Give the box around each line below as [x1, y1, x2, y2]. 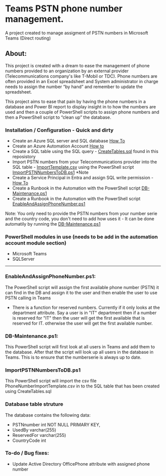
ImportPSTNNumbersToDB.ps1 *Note [12, 169, 89, 176]
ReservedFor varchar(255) [12, 432, 66, 438]
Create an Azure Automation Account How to [12, 143, 105, 149]
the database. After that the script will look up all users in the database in [5, 349, 154, 355]
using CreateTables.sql [5, 388, 52, 394]
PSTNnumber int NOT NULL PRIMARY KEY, [12, 422, 100, 428]
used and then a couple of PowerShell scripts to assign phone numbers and [5, 109, 160, 115]
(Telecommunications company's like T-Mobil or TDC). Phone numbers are [5, 73, 158, 79]
